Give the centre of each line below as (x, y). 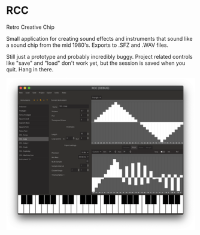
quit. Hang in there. (30, 69)
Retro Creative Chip (31, 27)
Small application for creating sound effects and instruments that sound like (99, 38)
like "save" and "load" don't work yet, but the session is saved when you (96, 63)
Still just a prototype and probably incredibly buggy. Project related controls (99, 56)
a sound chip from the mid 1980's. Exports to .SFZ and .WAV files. (87, 45)
